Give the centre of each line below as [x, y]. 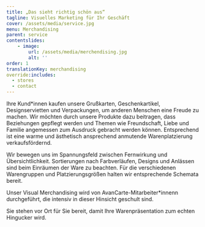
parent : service [27, 35]
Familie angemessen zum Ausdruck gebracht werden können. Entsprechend [102, 130]
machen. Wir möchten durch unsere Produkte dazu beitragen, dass [91, 117]
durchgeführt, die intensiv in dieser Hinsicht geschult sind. [80, 199]
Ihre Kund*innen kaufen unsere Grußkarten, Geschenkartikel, [83, 104]
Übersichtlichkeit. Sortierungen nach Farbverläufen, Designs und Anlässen [100, 161]
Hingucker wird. [27, 217]
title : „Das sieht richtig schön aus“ [56, 12]
